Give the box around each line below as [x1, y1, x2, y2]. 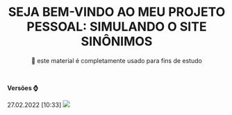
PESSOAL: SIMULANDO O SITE [26, 19, 207, 35]
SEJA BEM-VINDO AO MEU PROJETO [8, 4, 226, 20]
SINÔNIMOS [81, 34, 153, 49]
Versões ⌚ [7, 84, 38, 92]
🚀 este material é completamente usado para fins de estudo [31, 56, 203, 64]
